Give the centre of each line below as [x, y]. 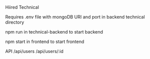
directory [15, 22]
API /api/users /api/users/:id [35, 51]
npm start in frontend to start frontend [45, 41]
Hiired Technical [22, 7]
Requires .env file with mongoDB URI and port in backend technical [75, 17]
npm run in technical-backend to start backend [54, 32]
